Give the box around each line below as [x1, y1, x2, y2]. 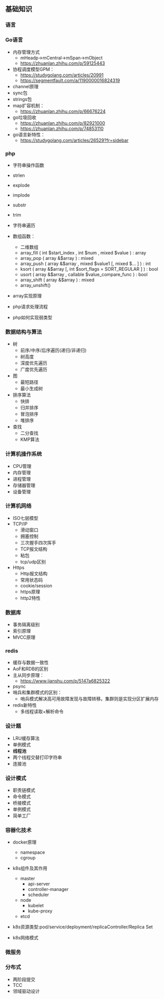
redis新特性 [12, 702, 37, 708]
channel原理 [12, 83, 39, 89]
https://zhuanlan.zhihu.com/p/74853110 [20, 125, 104, 132]
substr [12, 202, 26, 208]
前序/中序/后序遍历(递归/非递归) [20, 347, 87, 353]
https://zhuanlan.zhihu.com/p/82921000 [20, 120, 105, 126]
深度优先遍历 [20, 360, 47, 366]
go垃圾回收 [12, 114, 37, 120]
